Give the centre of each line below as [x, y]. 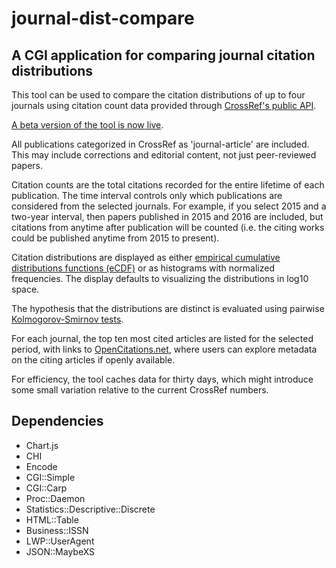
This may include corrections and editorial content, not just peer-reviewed [164, 155]
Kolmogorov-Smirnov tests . [67, 319]
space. [25, 289]
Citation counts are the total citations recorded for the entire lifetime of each [168, 185]
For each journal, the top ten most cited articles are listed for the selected [162, 338]
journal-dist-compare [103, 18]
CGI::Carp [46, 488]
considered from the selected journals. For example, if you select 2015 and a [169, 206]
